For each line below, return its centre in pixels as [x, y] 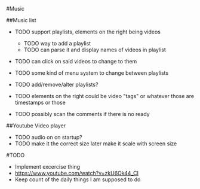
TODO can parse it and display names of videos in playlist [95, 50]
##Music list [21, 20]
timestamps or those [40, 102]
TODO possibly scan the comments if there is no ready [82, 114]
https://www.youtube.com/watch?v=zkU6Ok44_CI [77, 173]
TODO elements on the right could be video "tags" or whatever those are [104, 96]
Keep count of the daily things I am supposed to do [78, 179]
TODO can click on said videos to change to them [76, 61]
